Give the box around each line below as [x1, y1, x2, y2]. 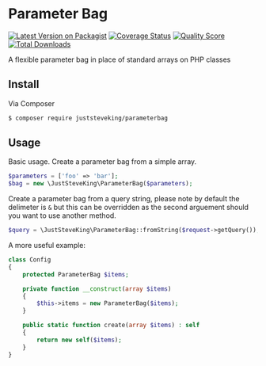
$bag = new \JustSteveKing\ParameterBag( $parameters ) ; [8, 180, 193, 188]
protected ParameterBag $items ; [22, 270, 129, 278]
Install [8, 78, 40, 91]
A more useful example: [8, 241, 85, 250]
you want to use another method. [8, 211, 116, 220]
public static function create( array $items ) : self [22, 322, 200, 330]
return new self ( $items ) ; [36, 336, 123, 344]
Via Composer [8, 98, 55, 108]
